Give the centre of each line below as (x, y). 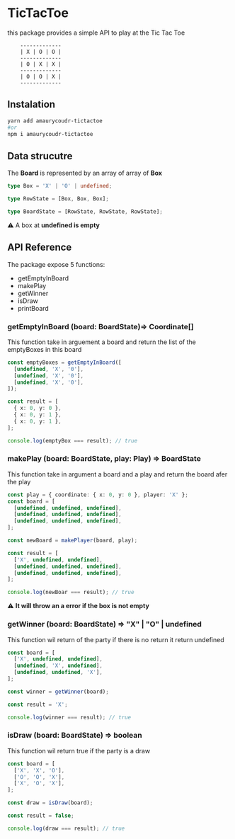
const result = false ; (41, 816)
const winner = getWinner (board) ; (58, 692)
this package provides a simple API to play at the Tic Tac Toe (96, 33)
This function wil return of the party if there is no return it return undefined (116, 639)
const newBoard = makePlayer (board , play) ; (73, 541)
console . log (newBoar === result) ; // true (71, 593)
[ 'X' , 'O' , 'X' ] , (39, 784)
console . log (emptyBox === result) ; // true (73, 440)
